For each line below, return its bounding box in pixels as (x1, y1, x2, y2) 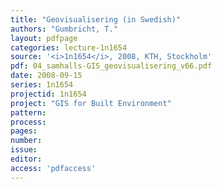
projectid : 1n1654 (10, 89, 87, 99)
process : (10, 117, 47, 127)
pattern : (10, 107, 47, 118)
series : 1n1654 (10, 80, 74, 90)
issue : (10, 145, 38, 155)
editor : (10, 154, 43, 164)
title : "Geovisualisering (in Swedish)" (10, 14, 182, 25)
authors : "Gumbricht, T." (10, 24, 118, 34)
